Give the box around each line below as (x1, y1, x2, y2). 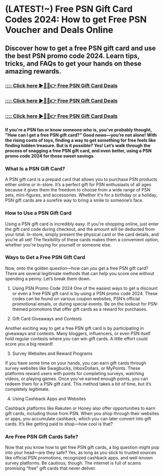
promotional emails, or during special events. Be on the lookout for (12, 301, 147, 307)
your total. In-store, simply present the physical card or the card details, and (5, 231, 159, 237)
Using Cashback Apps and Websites (12, 395, 86, 402)
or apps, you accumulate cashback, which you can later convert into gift (5, 415, 151, 421)
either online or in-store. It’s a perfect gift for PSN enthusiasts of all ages (5, 182, 152, 188)
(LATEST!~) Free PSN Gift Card (5, 3, 133, 15)
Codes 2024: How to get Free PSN (5, 14, 147, 25)
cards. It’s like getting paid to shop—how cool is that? (5, 421, 113, 427)
